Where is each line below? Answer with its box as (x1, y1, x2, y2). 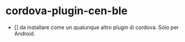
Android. (14, 30, 36, 37)
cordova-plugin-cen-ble (5, 4, 128, 18)
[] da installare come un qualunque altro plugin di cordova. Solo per (14, 24, 179, 31)
